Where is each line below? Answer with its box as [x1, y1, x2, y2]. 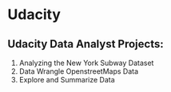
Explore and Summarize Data [18, 75, 115, 84]
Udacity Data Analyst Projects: [7, 37, 165, 51]
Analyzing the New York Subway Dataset [18, 58, 154, 67]
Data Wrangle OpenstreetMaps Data [18, 67, 139, 76]
